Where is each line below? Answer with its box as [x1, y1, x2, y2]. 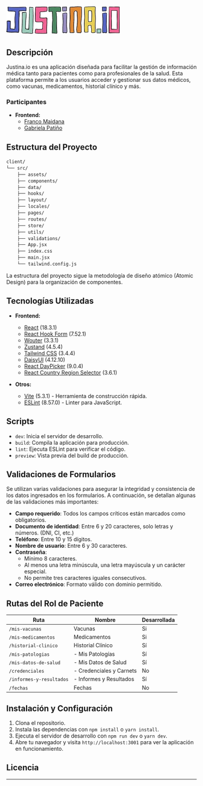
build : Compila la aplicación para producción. [14, 439, 129, 446]
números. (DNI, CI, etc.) [14, 529, 74, 536]
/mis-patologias [8, 651, 50, 658]
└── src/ [6, 165, 28, 171]
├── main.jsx [17, 255, 50, 261]
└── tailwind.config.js [17, 261, 77, 267]
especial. [24, 568, 47, 575]
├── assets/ [17, 172, 47, 178]
